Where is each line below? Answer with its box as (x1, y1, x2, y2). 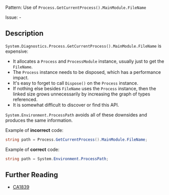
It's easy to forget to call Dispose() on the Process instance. (12, 80, 138, 86)
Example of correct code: (5, 146, 60, 152)
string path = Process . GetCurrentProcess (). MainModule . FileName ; (5, 137, 147, 142)
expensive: (5, 48, 29, 54)
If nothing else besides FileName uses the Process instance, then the (12, 85, 156, 91)
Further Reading (5, 170, 58, 179)
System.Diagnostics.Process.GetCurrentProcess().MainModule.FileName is (5, 43, 162, 49)
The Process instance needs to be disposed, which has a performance (12, 69, 161, 75)
